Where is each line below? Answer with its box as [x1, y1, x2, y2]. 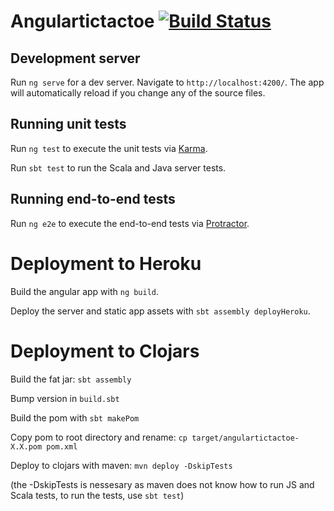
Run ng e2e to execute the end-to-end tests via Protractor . [10, 217, 250, 229]
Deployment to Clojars [10, 340, 200, 362]
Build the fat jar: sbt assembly [10, 373, 132, 385]
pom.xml [46, 441, 78, 452]
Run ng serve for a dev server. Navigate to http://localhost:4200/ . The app [10, 76, 325, 88]
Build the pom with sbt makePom [10, 411, 140, 424]
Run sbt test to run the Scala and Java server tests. [10, 161, 227, 174]
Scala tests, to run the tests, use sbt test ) [10, 489, 185, 501]
